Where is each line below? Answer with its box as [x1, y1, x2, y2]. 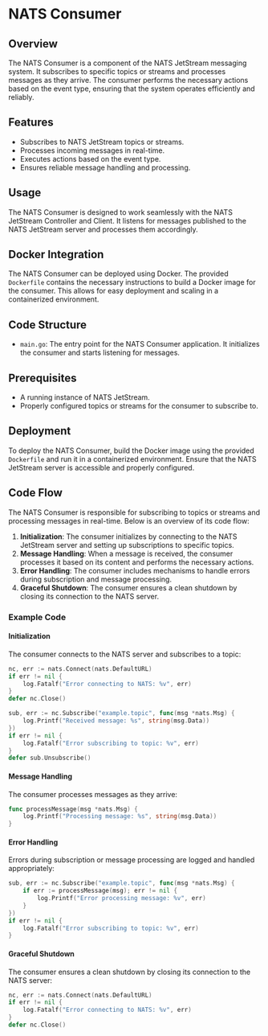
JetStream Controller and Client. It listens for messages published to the [8, 216, 247, 225]
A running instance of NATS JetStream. [19, 393, 150, 402]
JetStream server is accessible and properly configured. [8, 462, 195, 472]
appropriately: [8, 864, 55, 874]
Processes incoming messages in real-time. [19, 146, 165, 155]
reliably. [8, 92, 35, 101]
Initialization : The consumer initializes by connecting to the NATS [19, 532, 238, 541]
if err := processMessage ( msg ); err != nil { [22, 886, 178, 895]
